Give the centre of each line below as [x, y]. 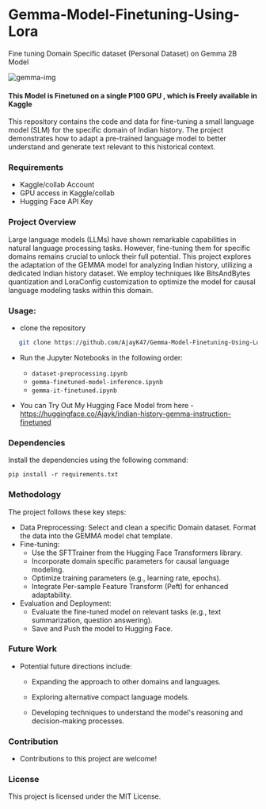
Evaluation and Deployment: [66, 603]
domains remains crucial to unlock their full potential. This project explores [130, 256]
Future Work [32, 649]
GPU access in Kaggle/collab [67, 193]
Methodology [35, 495]
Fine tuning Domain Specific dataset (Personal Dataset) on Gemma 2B [123, 53]
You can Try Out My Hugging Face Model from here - [106, 405]
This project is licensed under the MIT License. [85, 796]
